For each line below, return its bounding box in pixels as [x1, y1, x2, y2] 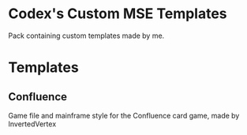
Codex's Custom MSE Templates [8, 5, 227, 23]
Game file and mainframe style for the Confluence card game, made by [8, 111, 240, 120]
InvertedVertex [8, 119, 57, 129]
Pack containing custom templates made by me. [8, 31, 165, 40]
